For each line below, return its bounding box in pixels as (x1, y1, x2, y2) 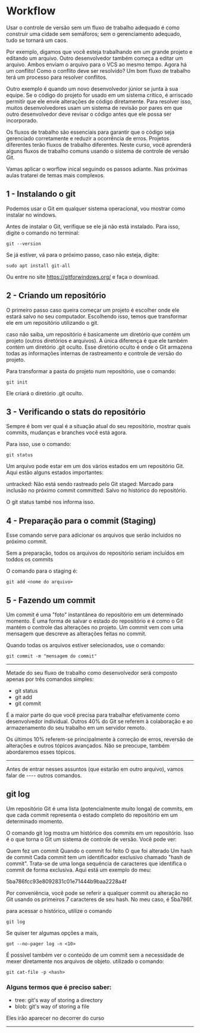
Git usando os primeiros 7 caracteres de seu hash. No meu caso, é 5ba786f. (6, 896, 193, 903)
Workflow (6, 4, 56, 18)
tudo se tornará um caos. (6, 36, 68, 44)
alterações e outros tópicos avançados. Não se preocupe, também (6, 742, 170, 749)
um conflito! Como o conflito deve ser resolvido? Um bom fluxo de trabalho (6, 67, 190, 74)
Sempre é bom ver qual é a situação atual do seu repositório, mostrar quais (6, 423, 191, 430)
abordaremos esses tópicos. (6, 748, 76, 755)
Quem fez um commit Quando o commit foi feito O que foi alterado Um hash (6, 847, 193, 854)
